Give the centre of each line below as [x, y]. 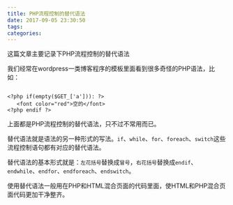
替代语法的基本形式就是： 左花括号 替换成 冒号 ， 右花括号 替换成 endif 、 [102, 162]
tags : [15, 26]
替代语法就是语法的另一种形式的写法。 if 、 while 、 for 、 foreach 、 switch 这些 [116, 139]
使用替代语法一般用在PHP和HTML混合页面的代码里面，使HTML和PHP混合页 [116, 186]
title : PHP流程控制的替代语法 [46, 14]
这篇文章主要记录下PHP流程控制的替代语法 [69, 54]
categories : [24, 33]
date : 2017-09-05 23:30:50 [46, 20]
